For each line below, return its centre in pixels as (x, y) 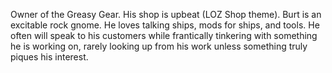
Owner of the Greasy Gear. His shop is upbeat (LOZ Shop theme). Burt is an (166, 14)
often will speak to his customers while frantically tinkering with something (164, 35)
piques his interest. (49, 57)
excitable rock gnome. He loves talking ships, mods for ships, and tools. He (165, 25)
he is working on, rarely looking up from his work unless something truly (159, 46)
